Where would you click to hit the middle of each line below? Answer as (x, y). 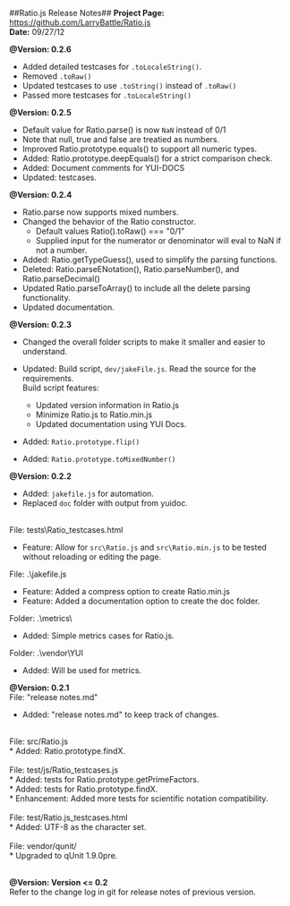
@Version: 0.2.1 (39, 688)
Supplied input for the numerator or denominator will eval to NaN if (158, 240)
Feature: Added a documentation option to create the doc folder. (141, 601)
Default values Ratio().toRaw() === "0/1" (110, 231)
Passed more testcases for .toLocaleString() (107, 95)
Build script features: (61, 388)
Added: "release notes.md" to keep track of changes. (120, 714)
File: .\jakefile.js (38, 574)
